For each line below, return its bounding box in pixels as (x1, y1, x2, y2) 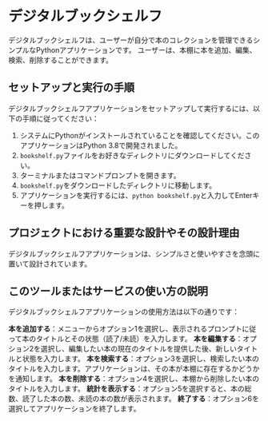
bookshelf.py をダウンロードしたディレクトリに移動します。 (19, 181, 217, 190)
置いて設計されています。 (8, 259, 92, 268)
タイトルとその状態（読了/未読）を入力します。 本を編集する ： (35, 334, 243, 344)
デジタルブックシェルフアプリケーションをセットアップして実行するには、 (8, 103, 254, 113)
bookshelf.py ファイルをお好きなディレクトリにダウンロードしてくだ (19, 150, 245, 160)
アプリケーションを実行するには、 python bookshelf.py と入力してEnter (19, 190, 253, 200)
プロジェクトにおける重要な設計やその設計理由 (8, 226, 240, 240)
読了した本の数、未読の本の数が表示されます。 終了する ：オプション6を (22, 394, 260, 403)
